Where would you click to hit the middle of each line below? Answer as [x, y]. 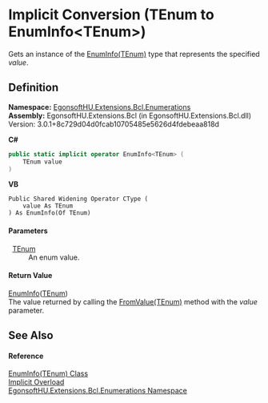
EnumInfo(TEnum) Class [48, 373]
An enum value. [54, 257]
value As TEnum [48, 206]
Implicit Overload [36, 382]
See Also [31, 335]
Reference [26, 356]
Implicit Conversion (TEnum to [111, 15]
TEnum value [42, 162]
